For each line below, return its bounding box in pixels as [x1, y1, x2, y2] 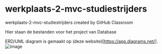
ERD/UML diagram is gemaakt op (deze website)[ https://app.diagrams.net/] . [5, 38, 158, 44]
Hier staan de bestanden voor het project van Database [5, 29, 117, 35]
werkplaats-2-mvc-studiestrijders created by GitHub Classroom [5, 19, 133, 25]
